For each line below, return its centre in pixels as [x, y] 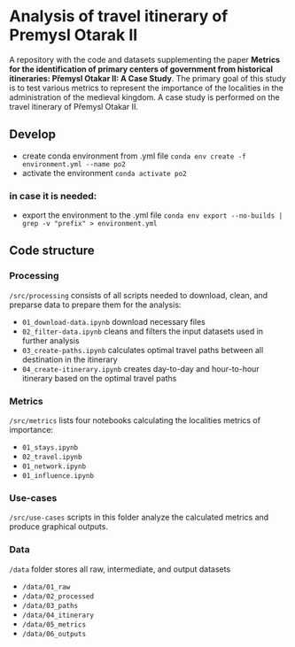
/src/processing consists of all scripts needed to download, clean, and [139, 295]
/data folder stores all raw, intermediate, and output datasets [120, 569]
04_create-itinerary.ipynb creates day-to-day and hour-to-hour [140, 368]
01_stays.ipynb [50, 448]
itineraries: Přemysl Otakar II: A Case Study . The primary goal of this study [147, 78]
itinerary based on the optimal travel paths [99, 378]
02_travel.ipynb [52, 458]
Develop [32, 135]
